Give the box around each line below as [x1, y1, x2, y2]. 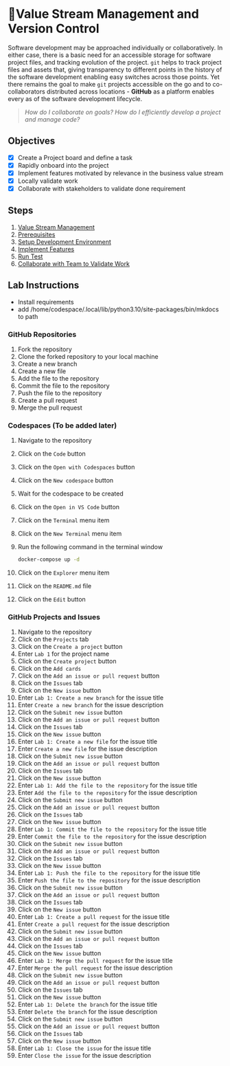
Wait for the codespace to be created [17, 489, 124, 498]
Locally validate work [17, 177, 78, 185]
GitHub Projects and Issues [8, 612, 100, 622]
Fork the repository [17, 345, 73, 353]
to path [17, 312, 38, 320]
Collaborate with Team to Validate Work [17, 259, 130, 267]
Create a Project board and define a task [17, 153, 133, 162]
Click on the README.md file [17, 582, 92, 590]
